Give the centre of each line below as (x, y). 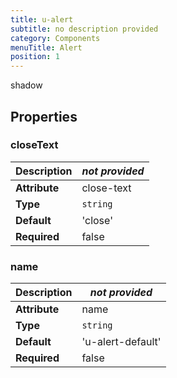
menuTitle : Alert (46, 47)
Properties (44, 116)
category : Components (55, 38)
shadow (26, 85)
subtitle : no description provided (84, 29)
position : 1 (35, 57)
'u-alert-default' (121, 342)
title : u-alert (42, 19)
